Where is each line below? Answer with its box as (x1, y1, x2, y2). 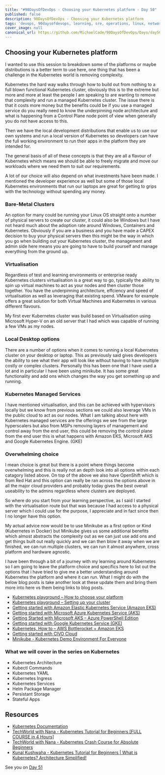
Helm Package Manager (12, 685, 61, 692)
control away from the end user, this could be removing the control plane (5, 428, 153, 434)
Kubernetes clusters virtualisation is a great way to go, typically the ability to (5, 277, 160, 283)
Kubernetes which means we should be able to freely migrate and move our (5, 158, 159, 164)
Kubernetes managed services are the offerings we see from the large (5, 418, 147, 423)
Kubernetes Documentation (12, 723, 68, 729)
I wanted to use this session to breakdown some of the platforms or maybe (5, 61, 157, 67)
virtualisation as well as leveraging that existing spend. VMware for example (5, 293, 159, 299)
